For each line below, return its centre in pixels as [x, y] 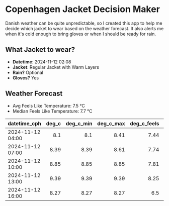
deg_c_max [111, 123]
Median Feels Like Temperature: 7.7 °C [52, 111]
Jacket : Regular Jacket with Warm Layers [56, 67]
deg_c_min [79, 123]
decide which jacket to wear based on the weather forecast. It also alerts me [84, 28]
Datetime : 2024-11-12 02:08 [42, 62]
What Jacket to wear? [40, 49]
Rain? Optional [28, 72]
